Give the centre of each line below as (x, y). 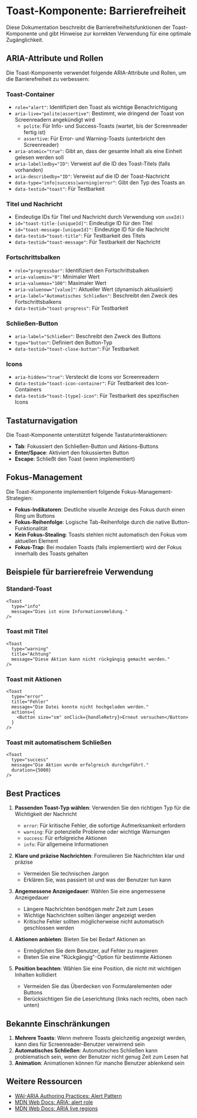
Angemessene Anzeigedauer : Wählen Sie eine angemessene (90, 892)
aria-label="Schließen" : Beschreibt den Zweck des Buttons (88, 336)
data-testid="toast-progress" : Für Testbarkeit (71, 308)
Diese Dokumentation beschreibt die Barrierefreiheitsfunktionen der (88, 27)
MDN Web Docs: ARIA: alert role (54, 1102)
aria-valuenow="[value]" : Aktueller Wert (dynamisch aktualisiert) (94, 289)
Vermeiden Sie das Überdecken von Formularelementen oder (98, 986)
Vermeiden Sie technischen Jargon (66, 874)
